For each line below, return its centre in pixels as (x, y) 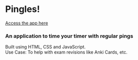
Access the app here (27, 23)
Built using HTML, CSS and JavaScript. (45, 47)
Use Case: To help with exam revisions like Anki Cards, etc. (66, 52)
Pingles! (23, 9)
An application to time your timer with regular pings (69, 36)
